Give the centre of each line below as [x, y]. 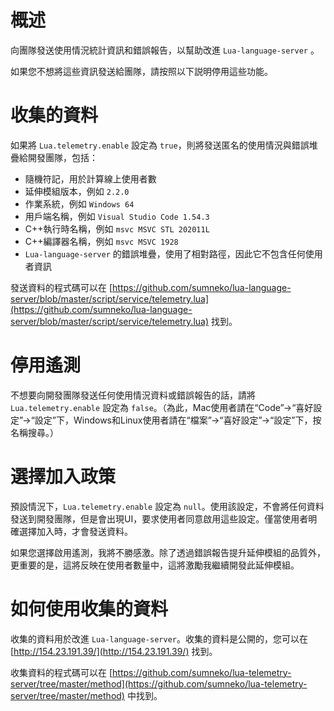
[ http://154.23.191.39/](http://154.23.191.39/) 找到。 [114, 651]
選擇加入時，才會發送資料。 [75, 531]
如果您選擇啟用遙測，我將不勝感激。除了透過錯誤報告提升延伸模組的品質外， [168, 552]
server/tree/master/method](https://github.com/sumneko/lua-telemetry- [159, 683]
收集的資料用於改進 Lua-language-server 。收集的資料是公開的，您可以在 [159, 638]
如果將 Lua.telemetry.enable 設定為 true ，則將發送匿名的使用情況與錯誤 [160, 145]
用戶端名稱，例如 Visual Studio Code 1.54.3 [117, 216]
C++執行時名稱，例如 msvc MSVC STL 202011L [117, 228]
